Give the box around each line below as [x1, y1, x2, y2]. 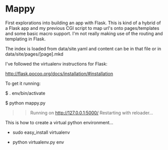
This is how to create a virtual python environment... [5, 119, 114, 125]
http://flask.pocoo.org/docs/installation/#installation [5, 70, 114, 76]
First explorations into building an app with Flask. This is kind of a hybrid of [5, 20, 161, 26]
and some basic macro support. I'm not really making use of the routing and [5, 30, 163, 36]
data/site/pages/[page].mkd [5, 51, 64, 57]
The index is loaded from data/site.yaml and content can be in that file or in [5, 45, 161, 52]
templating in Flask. [5, 36, 46, 42]
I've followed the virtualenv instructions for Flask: [5, 61, 107, 67]
